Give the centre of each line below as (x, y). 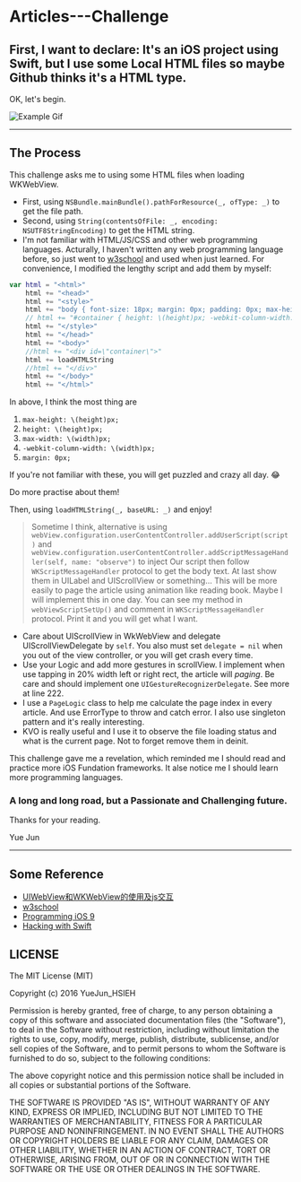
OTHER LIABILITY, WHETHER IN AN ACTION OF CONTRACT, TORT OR (140, 1151)
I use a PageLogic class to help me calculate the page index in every (147, 703)
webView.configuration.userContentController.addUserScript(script (159, 535)
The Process (45, 153)
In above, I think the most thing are (73, 402)
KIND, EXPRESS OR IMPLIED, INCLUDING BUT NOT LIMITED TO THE (136, 1112)
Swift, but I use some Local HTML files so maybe (147, 63)
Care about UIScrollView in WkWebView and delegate (121, 636)
